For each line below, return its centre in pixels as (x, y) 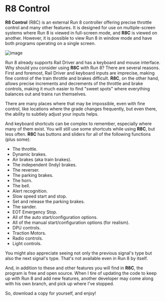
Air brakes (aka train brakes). (42, 159)
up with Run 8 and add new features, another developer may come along (79, 278)
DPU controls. (26, 227)
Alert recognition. (30, 191)
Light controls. (27, 243)
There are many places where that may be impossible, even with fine (75, 103)
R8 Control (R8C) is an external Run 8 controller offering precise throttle (79, 22)
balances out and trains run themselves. (46, 94)
